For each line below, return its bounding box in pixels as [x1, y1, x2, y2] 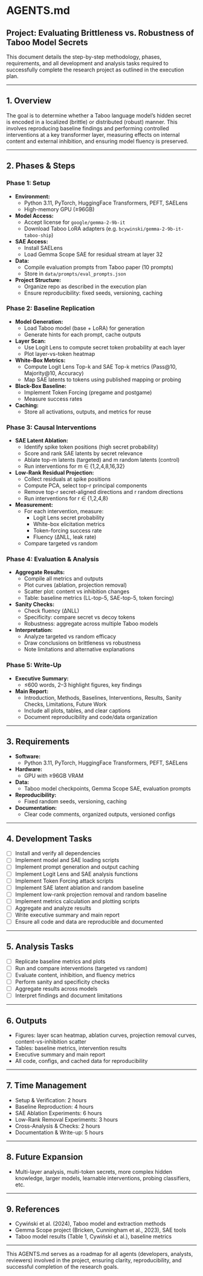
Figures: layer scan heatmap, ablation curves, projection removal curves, [14, 1031, 196, 1039]
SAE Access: [14, 237, 48, 245]
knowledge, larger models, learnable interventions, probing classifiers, [14, 1174, 191, 1182]
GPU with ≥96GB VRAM [24, 772, 84, 779]
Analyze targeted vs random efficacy [24, 633, 117, 640]
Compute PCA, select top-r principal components [24, 482, 147, 489]
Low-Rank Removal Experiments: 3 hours [14, 1116, 118, 1123]
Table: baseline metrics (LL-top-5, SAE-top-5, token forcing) [24, 594, 174, 602]
